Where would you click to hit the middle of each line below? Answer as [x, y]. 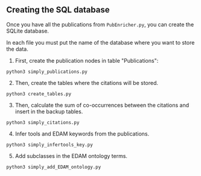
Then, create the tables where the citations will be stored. [87, 83]
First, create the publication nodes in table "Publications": [87, 60]
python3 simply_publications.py [47, 72]
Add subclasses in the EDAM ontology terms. [71, 156]
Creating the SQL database [58, 10]
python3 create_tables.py [39, 94]
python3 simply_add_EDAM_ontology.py [54, 167]
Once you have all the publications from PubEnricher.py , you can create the [100, 24]
